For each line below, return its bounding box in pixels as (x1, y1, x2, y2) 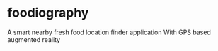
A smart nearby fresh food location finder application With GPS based (7, 28, 211, 36)
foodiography (7, 5, 89, 21)
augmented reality (7, 35, 61, 43)
